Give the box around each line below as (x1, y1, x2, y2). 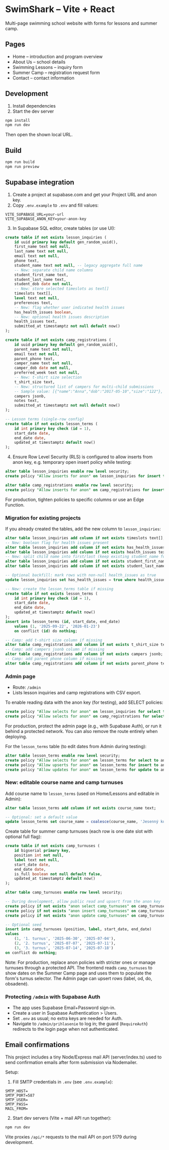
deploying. (5, 733, 27, 740)
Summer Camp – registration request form (12, 69, 100, 75)
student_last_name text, (14, 277, 66, 282)
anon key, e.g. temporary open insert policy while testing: (12, 459, 132, 465)
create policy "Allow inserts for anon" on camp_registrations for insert (5, 487, 165, 492)
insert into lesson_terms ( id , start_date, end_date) (5, 619, 121, 624)
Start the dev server (12, 108, 54, 114)
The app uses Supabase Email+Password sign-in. (12, 1005, 116, 1011)
